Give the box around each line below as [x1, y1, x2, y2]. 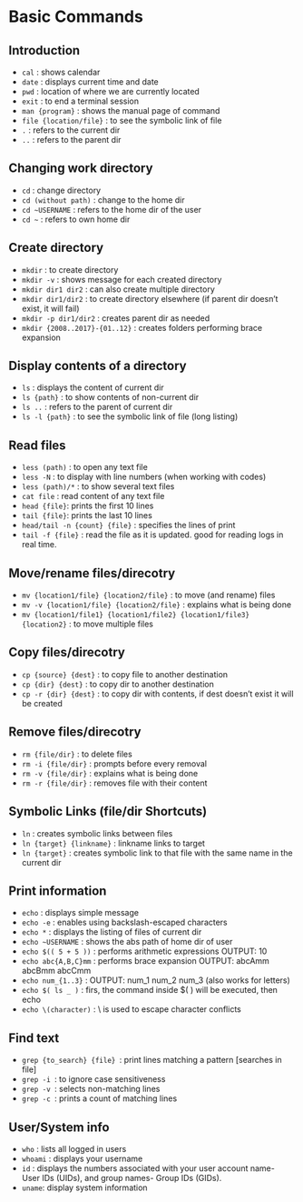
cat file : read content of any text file [21, 491, 165, 502]
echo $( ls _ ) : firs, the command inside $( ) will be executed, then [21, 985, 279, 996]
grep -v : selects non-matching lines [21, 1084, 161, 1095]
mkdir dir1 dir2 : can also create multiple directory [21, 284, 215, 295]
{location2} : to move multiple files [21, 618, 153, 629]
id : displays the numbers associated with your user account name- [21, 1162, 276, 1174]
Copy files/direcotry [8, 645, 126, 660]
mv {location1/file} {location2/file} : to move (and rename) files [21, 589, 276, 601]
